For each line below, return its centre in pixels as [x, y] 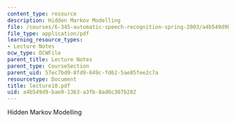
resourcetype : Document [42, 79]
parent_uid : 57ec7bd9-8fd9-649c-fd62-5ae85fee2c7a [83, 72]
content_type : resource [42, 14]
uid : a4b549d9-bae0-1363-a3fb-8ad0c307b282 [72, 92]
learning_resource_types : [45, 40]
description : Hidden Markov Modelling [64, 20]
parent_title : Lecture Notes [50, 60]
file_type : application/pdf [48, 33]
